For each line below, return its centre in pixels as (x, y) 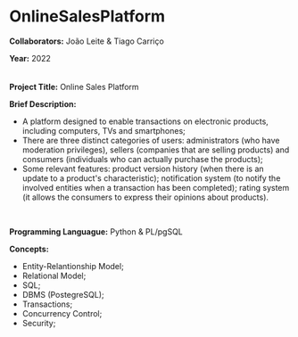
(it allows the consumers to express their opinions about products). (145, 197)
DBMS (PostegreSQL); (63, 294)
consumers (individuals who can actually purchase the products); (142, 159)
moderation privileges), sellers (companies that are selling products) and (156, 150)
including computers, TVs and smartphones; (103, 130)
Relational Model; (54, 275)
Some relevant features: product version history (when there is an (143, 168)
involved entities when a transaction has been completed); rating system (156, 187)
